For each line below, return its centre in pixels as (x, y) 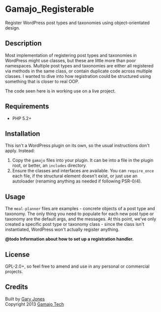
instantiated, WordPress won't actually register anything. (62, 229)
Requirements (27, 107)
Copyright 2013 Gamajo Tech (35, 304)
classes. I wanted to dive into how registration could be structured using (78, 76)
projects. (14, 271)
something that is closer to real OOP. (42, 81)
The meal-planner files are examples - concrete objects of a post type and (80, 209)
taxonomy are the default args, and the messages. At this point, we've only (80, 219)
